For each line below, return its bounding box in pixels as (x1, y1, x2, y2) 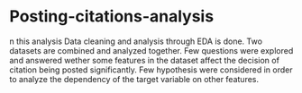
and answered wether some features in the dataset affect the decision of (9, 55, 279, 65)
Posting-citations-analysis (9, 6, 215, 27)
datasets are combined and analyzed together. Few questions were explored (9, 45, 294, 55)
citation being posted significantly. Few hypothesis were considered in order (9, 64, 293, 75)
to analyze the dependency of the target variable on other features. (9, 73, 260, 84)
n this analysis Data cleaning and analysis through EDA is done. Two (9, 36, 263, 46)
